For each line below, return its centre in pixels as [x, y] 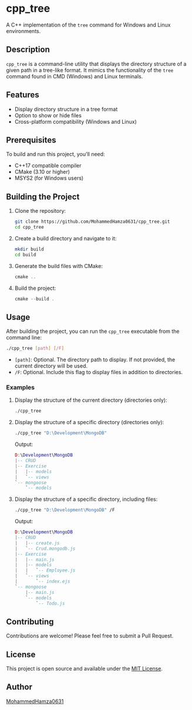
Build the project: [35, 288]
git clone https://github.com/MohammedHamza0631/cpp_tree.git [92, 222]
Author [19, 687]
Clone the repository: [40, 211]
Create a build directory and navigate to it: [65, 238]
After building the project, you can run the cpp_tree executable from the [93, 331]
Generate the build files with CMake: [59, 266]
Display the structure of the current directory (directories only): [91, 400]
